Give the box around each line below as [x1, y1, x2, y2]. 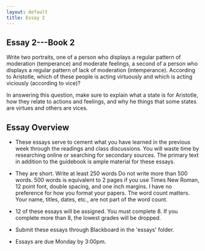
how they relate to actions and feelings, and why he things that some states [6, 98, 197, 105]
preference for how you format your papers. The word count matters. [15, 189, 190, 197]
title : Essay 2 [6, 15, 45, 21]
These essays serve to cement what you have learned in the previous [15, 138, 191, 146]
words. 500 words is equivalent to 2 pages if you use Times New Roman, [15, 176, 199, 184]
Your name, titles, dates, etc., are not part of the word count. [15, 196, 168, 203]
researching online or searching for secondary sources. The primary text [15, 151, 199, 159]
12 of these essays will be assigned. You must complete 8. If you [15, 208, 178, 215]
